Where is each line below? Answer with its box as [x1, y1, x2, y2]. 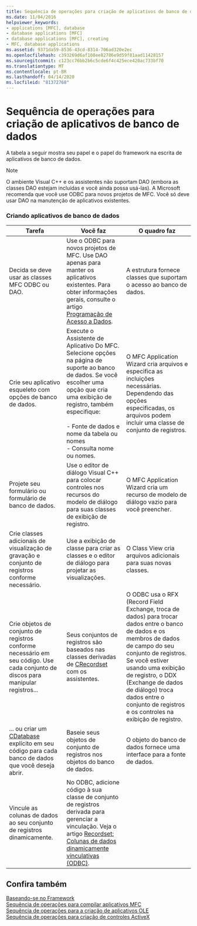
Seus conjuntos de [66, 631, 118, 639]
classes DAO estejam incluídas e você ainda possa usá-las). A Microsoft [6, 184, 181, 191]
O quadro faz [138, 227, 176, 235]
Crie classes [9, 530, 43, 538]
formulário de [9, 494, 46, 503]
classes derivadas [66, 653, 116, 661]
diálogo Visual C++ [66, 469, 119, 477]
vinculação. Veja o [66, 823, 117, 831]
